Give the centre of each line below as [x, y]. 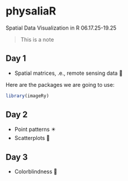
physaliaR [31, 11]
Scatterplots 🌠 [32, 138]
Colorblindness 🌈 [36, 172]
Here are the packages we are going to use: [60, 84]
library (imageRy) [27, 96]
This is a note [37, 39]
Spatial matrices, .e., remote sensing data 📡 [69, 73]
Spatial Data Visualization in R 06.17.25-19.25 [61, 28]
